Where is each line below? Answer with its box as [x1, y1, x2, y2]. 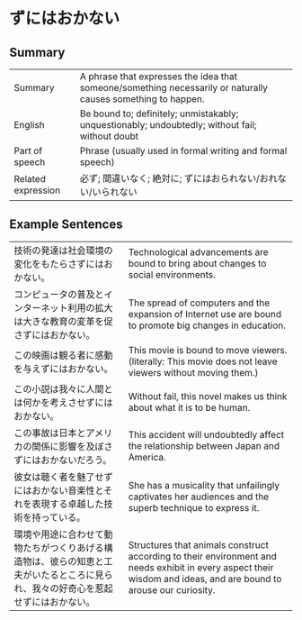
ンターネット [13, 301, 69, 314]
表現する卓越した [31, 497, 105, 510]
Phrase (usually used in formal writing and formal [79, 145, 288, 157]
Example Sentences [9, 217, 123, 232]
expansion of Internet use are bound [128, 307, 281, 320]
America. [128, 451, 166, 463]
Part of [13, 145, 43, 157]
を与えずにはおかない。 [13, 362, 114, 375]
